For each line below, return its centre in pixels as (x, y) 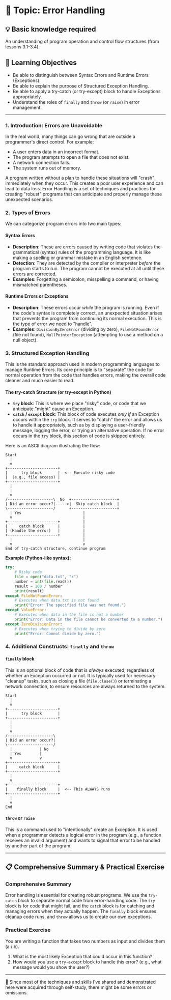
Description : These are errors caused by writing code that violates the (87, 247)
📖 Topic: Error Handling (55, 10)
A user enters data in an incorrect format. (56, 152)
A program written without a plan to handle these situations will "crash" (80, 178)
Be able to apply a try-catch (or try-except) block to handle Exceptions (87, 91)
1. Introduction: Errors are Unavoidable (54, 125)
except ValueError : (26, 610)
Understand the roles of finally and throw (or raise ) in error (76, 102)
